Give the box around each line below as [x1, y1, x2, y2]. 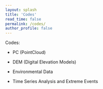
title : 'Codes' [5, 12, 37, 17]
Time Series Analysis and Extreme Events [12, 78, 98, 84]
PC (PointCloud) [12, 49, 46, 55]
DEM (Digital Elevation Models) [12, 59, 76, 65]
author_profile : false [5, 26, 52, 31]
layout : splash [5, 7, 37, 12]
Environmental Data [12, 68, 53, 75]
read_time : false [5, 16, 41, 21]
